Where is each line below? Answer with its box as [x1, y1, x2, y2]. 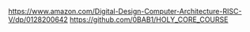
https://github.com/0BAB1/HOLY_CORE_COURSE [70, 15, 229, 24]
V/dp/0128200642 [8, 15, 69, 24]
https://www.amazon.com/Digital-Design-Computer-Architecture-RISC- [8, 7, 242, 16]
